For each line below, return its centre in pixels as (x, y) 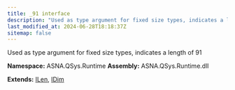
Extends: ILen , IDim (36, 80)
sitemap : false (29, 33)
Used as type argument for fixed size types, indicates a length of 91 (105, 53)
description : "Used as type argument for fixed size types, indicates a (115, 20)
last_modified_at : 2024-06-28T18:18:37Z (67, 26)
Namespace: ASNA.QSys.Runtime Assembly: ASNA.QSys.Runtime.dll (108, 66)
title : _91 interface (39, 13)
